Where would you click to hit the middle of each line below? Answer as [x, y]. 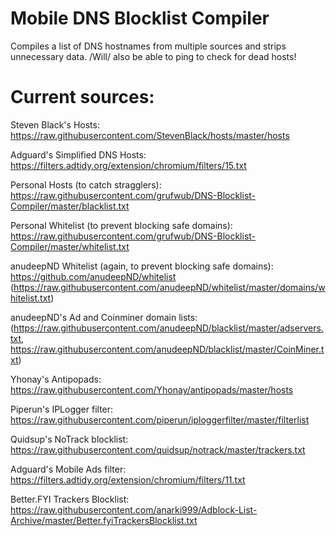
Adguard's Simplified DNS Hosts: [78, 154]
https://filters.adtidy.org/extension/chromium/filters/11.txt [128, 479]
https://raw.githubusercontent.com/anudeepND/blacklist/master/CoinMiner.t [167, 349]
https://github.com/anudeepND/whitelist [93, 276]
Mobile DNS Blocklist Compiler [140, 18]
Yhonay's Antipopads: [56, 379]
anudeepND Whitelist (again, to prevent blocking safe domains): [142, 266]
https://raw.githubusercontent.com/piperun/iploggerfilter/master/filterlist [160, 419]
